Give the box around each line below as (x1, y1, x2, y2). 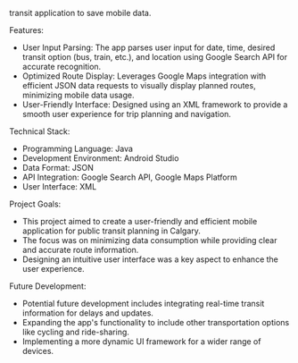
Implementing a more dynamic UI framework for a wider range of (21, 336, 261, 347)
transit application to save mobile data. (9, 8, 152, 18)
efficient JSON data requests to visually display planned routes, (21, 80, 256, 90)
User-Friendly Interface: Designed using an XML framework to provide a (21, 99, 288, 110)
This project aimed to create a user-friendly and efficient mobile (21, 216, 258, 226)
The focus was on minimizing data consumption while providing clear (21, 235, 277, 245)
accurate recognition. (21, 62, 102, 72)
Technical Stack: (9, 126, 70, 137)
